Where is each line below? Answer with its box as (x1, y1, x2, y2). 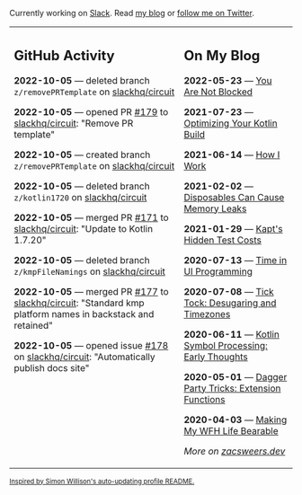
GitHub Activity (13, 47, 115, 64)
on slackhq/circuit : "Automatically (13, 350, 155, 363)
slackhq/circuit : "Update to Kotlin (13, 222, 154, 234)
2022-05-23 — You (183, 74, 272, 86)
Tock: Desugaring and (183, 296, 277, 309)
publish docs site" (13, 361, 90, 374)
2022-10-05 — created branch (13, 148, 151, 161)
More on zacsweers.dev (183, 445, 286, 457)
